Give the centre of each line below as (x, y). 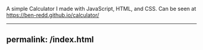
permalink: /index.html (50, 39)
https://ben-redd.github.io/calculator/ (53, 15)
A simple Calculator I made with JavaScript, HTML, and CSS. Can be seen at (101, 9)
